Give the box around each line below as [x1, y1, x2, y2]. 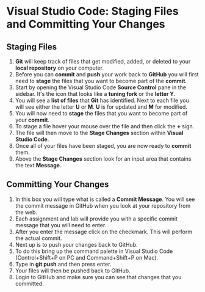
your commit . [15, 116, 50, 123]
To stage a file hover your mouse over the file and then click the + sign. [15, 123, 195, 130]
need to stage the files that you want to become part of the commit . [15, 78, 187, 84]
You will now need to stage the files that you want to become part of [15, 110, 188, 117]
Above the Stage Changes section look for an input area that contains [15, 155, 192, 162]
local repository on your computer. [15, 64, 104, 71]
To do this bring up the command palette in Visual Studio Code [15, 247, 173, 255]
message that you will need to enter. [15, 221, 107, 228]
